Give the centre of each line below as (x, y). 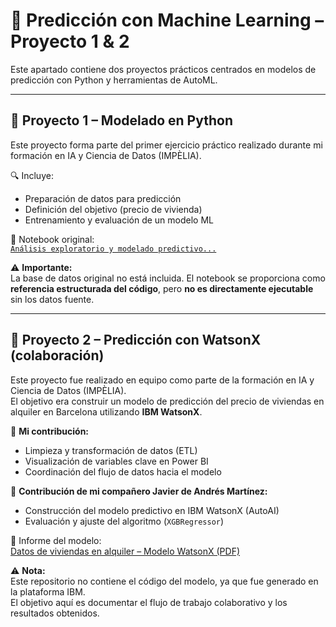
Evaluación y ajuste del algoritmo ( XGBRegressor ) (124, 521)
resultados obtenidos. (55, 613)
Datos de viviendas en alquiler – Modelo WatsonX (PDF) (125, 551)
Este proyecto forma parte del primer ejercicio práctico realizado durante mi (166, 145)
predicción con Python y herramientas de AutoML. (114, 80)
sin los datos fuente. (52, 299)
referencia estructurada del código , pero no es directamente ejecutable (162, 288)
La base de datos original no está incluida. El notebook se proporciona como (168, 278)
